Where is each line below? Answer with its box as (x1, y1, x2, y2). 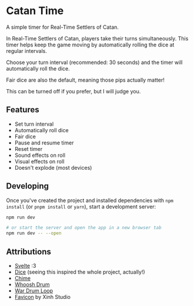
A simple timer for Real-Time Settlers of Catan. (6, 23, 119, 31)
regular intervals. (6, 47, 47, 54)
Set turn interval (14, 120, 54, 127)
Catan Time (6, 4, 64, 18)
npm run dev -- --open (6, 230, 62, 236)
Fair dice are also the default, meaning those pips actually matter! (6, 76, 165, 83)
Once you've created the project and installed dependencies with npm (6, 197, 173, 204)
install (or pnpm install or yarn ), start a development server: (6, 203, 156, 210)
